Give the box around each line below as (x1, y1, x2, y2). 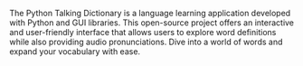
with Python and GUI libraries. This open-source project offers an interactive (9, 17, 295, 28)
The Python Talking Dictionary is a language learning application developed (9, 8, 291, 18)
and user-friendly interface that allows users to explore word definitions (9, 27, 277, 37)
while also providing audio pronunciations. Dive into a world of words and (9, 36, 283, 47)
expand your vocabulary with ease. (9, 46, 141, 57)
